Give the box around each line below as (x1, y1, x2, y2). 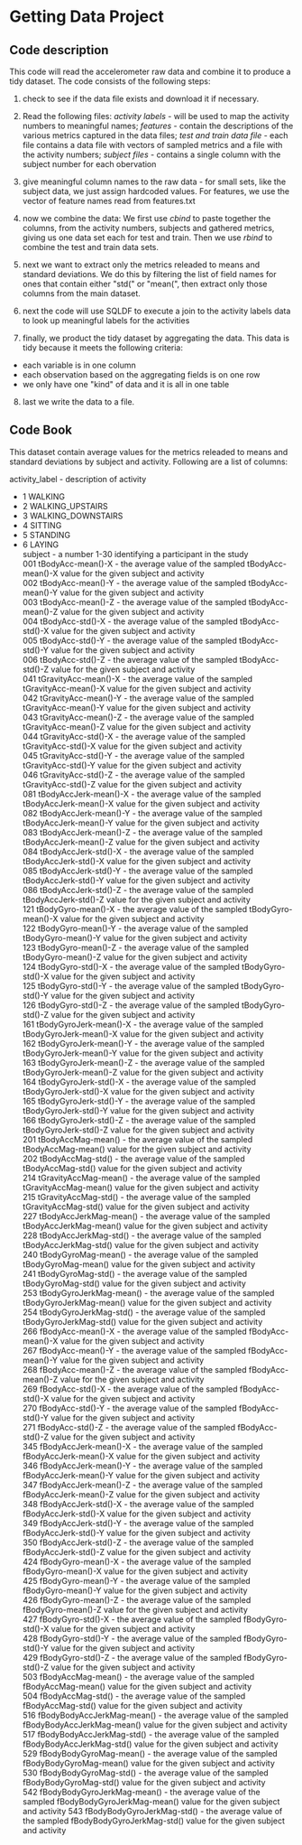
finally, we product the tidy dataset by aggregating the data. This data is (22, 332, 290, 343)
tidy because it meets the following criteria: (22, 342, 183, 353)
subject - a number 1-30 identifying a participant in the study (22, 548, 249, 559)
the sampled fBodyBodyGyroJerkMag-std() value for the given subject (22, 1815, 286, 1826)
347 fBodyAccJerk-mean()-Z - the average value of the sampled (22, 1479, 263, 1490)
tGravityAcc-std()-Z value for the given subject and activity (22, 778, 243, 789)
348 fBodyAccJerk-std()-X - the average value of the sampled (22, 1498, 254, 1509)
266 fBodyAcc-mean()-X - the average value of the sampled (22, 1326, 248, 1337)
